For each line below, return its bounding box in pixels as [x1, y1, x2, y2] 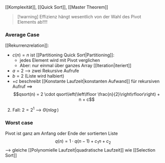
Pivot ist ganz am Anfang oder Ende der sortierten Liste [5, 130, 118, 136]
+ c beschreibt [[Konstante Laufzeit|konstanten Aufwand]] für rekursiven [12, 79, 160, 84]
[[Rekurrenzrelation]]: [5, 42, 49, 48]
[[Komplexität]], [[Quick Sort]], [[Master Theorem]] [5, 4, 109, 10]
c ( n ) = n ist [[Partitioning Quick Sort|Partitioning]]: [12, 52, 115, 58]
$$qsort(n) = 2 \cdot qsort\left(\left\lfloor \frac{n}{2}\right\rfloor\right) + [13, 91, 161, 97]
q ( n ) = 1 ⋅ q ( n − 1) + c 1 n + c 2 [55, 138, 111, 145]
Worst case [5, 119, 34, 126]
